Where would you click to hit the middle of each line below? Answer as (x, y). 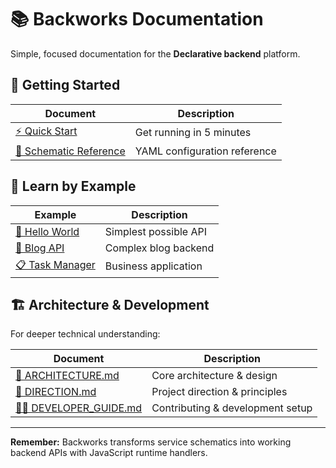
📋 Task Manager (55, 264)
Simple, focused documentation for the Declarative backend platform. (155, 53)
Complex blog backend (159, 248)
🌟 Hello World (47, 231)
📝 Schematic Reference (70, 151)
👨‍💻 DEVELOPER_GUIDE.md (79, 408)
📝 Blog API (40, 248)
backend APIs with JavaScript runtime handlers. (109, 453)
